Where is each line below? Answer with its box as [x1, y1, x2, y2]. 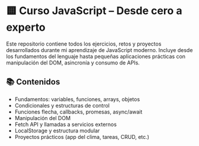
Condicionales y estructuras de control [14, 102, 110, 109]
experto [6, 21, 46, 34]
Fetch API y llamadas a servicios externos [14, 121, 117, 128]
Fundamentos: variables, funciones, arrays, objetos [14, 95, 140, 103]
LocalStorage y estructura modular [14, 127, 100, 134]
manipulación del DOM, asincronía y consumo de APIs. [6, 59, 140, 66]
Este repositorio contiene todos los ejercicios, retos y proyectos [6, 40, 162, 47]
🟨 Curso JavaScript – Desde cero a [6, 4, 182, 18]
